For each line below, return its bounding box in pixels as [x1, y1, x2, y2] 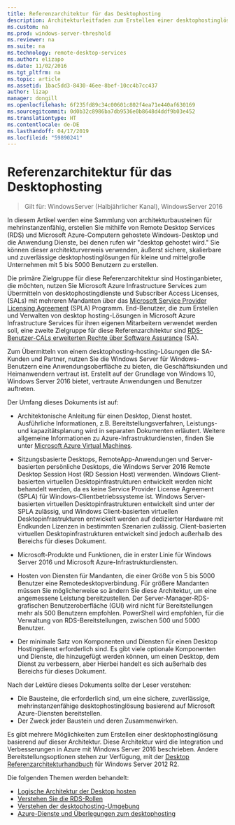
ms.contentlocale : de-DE [7, 121, 80, 128]
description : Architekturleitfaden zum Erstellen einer [7, 17, 173, 24]
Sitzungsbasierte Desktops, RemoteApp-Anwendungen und [17, 455, 190, 463]
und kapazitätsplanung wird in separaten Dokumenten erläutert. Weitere [17, 427, 225, 435]
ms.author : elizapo [7, 56, 64, 63]
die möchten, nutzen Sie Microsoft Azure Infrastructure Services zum [7, 282, 208, 290]
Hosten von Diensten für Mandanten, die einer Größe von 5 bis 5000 [17, 572, 215, 580]
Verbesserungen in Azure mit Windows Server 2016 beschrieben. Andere [7, 745, 219, 754]
